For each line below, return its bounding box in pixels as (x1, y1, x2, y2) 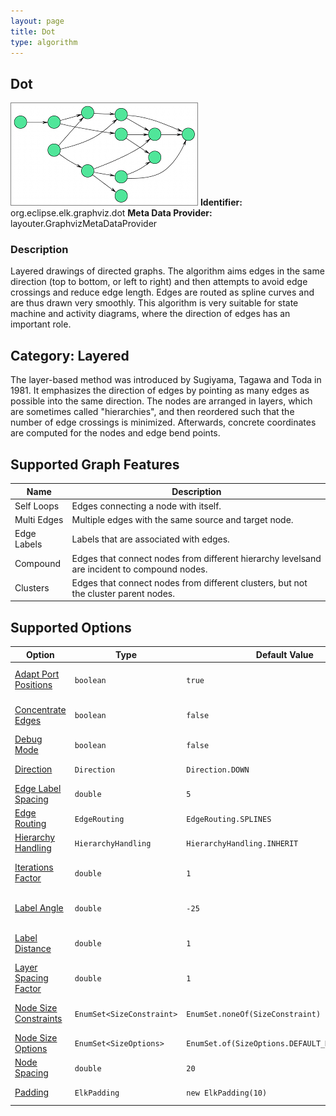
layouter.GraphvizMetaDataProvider (10, 218, 158, 230)
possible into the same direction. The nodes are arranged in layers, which (10, 395, 313, 407)
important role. (10, 318, 72, 330)
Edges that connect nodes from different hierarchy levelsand (71, 552, 322, 564)
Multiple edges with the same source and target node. (71, 514, 294, 526)
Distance (14, 942, 52, 954)
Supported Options (10, 619, 132, 636)
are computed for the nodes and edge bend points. (10, 427, 221, 439)
